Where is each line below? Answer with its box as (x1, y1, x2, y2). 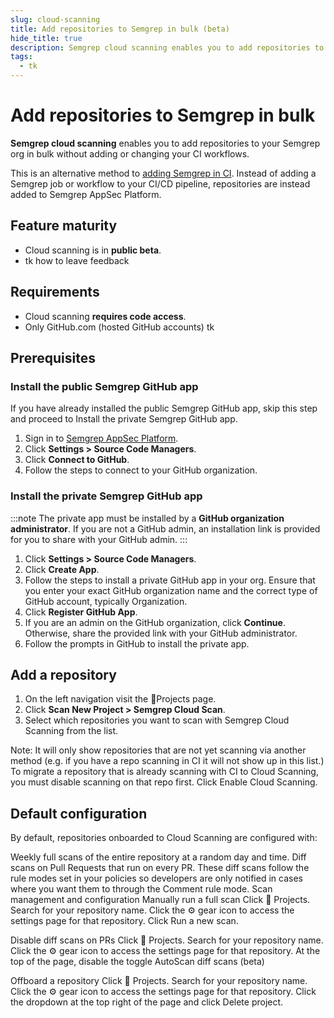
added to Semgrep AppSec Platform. (10, 188, 162, 200)
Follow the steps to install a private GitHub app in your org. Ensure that (24, 574, 316, 586)
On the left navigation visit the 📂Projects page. (24, 693, 217, 705)
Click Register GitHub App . (24, 606, 138, 618)
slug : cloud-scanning (10, 14, 101, 25)
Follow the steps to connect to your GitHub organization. (24, 464, 258, 476)
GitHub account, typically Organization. (24, 595, 188, 607)
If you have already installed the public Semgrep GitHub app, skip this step (10, 402, 318, 415)
